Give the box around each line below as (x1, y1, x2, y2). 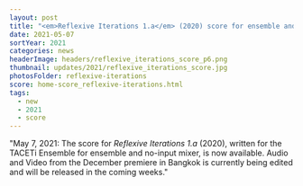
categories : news (9, 47, 75, 56)
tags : (9, 88, 30, 97)
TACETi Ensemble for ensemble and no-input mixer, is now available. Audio (9, 147, 289, 158)
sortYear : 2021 (9, 38, 67, 48)
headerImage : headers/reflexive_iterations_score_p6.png (9, 55, 228, 64)
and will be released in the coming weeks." (9, 167, 169, 178)
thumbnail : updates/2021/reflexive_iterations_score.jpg (9, 64, 228, 73)
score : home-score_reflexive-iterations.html (9, 80, 183, 89)
